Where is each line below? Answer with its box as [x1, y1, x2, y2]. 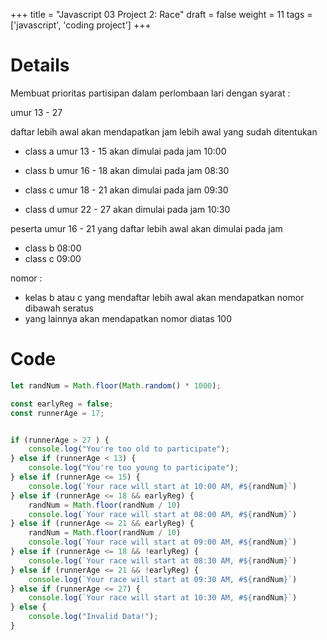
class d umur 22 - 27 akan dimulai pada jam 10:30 [24, 203, 231, 215]
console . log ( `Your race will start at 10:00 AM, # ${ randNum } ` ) [28, 481, 298, 491]
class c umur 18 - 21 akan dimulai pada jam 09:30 [24, 184, 229, 196]
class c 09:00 [24, 252, 82, 264]
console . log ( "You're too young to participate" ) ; [28, 463, 240, 473]
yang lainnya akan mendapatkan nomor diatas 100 [24, 312, 233, 324]
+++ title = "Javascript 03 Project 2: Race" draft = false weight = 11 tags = [10, 9, 313, 20]
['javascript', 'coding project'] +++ [10, 19, 152, 31]
